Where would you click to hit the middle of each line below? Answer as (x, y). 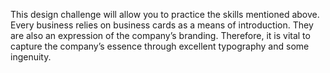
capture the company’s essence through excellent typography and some (160, 46)
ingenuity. (31, 57)
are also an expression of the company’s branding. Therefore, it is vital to (160, 35)
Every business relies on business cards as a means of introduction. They (162, 25)
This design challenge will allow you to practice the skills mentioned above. (165, 14)
